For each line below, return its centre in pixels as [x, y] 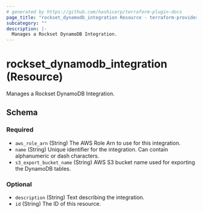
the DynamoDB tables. [43, 168]
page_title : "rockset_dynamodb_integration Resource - [77, 17]
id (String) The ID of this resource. [58, 204]
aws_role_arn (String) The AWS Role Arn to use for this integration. [98, 143]
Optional [19, 184]
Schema [22, 113]
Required [20, 130]
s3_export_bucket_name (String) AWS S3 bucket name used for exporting [105, 162]
